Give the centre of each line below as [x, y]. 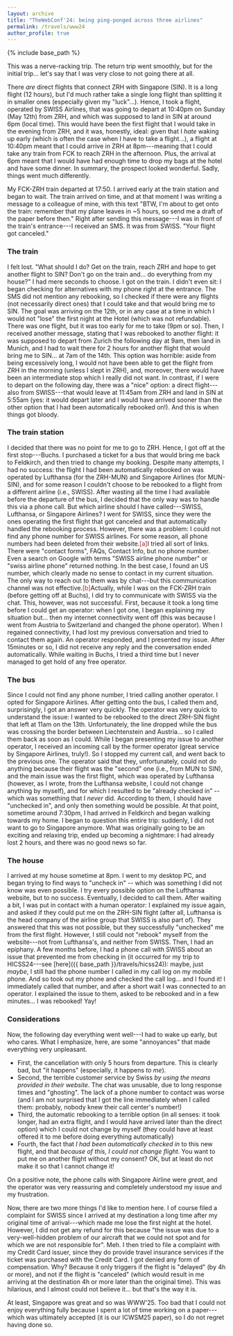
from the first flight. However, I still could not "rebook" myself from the [108, 935]
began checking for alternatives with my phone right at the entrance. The [112, 288]
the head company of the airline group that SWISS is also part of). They [109, 920]
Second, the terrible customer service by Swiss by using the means [114, 1077]
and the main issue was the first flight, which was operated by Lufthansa [111, 776]
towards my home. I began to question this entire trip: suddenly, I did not [111, 820]
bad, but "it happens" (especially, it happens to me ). [92, 1070]
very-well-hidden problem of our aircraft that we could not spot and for [109, 1237]
